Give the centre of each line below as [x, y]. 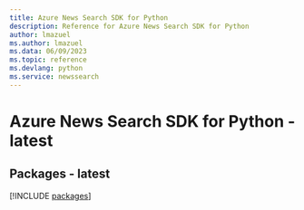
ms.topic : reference [49, 60]
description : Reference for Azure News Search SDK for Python [129, 26]
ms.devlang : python [46, 69]
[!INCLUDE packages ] [50, 196]
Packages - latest [60, 174]
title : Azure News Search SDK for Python [89, 18]
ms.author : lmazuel [46, 43]
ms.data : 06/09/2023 [49, 52]
